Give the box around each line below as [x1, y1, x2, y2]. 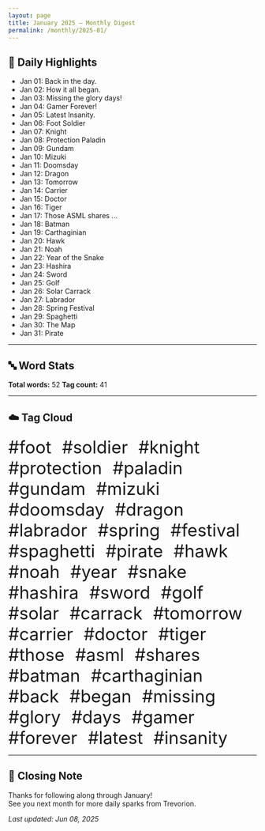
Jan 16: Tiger [19, 202, 62, 212]
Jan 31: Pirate [19, 329, 65, 338]
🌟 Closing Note [8, 769, 83, 783]
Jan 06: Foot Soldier [19, 119, 86, 128]
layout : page [8, 11, 51, 20]
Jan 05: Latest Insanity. [19, 110, 96, 119]
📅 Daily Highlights [8, 55, 98, 69]
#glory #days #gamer [8, 705, 195, 727]
